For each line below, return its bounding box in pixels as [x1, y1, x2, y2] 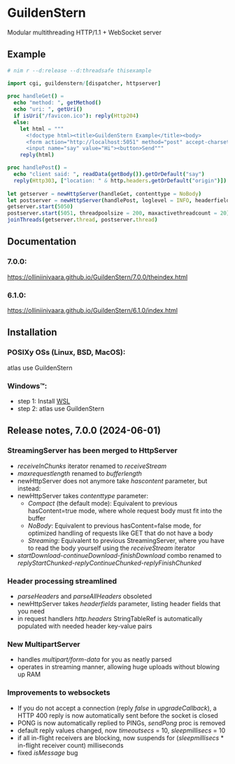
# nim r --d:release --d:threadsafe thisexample [7, 67, 152, 74]
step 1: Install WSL [17, 396, 71, 405]
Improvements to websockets [7, 688, 111, 697]
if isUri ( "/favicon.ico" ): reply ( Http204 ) [13, 112, 139, 119]
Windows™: [7, 381, 48, 391]
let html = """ [20, 125, 64, 133]
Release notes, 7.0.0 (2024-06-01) [7, 424, 161, 436]
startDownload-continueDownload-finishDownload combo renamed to [17, 551, 222, 559]
